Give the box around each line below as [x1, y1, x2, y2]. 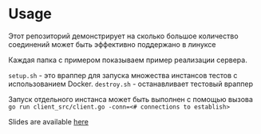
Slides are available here [8, 116, 89, 126]
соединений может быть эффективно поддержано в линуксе [8, 39, 216, 49]
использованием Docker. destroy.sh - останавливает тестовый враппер [8, 79, 254, 89]
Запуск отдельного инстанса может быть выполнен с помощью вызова [8, 94, 254, 104]
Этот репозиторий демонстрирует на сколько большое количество [8, 31, 239, 41]
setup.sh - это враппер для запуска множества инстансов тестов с [8, 70, 238, 80]
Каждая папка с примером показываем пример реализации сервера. [8, 55, 247, 65]
